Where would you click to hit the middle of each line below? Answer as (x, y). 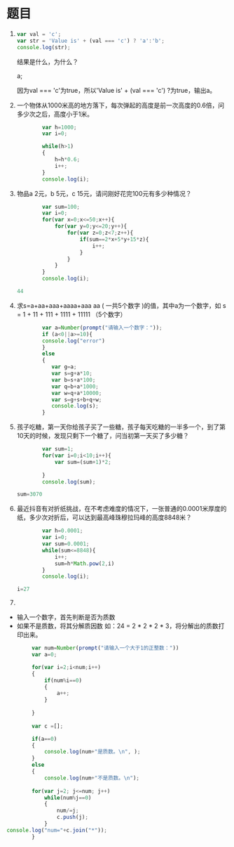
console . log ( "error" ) (74, 341)
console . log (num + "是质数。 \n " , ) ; (92, 752)
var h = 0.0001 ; (63, 531)
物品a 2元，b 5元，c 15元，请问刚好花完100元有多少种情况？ (104, 193)
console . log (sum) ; (69, 481)
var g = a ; (64, 367)
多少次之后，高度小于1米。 (55, 114)
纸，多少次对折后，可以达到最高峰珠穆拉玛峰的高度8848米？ (104, 517)
